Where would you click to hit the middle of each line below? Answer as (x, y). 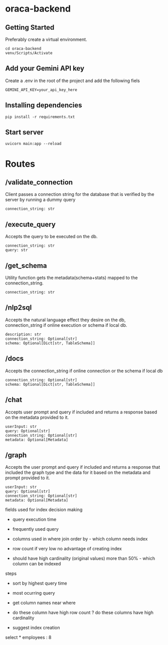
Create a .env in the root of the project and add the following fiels (73, 81)
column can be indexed (37, 564)
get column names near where (44, 603)
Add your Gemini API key (45, 68)
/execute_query (31, 224)
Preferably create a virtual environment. (46, 39)
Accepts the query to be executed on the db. (51, 237)
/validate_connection (39, 183)
